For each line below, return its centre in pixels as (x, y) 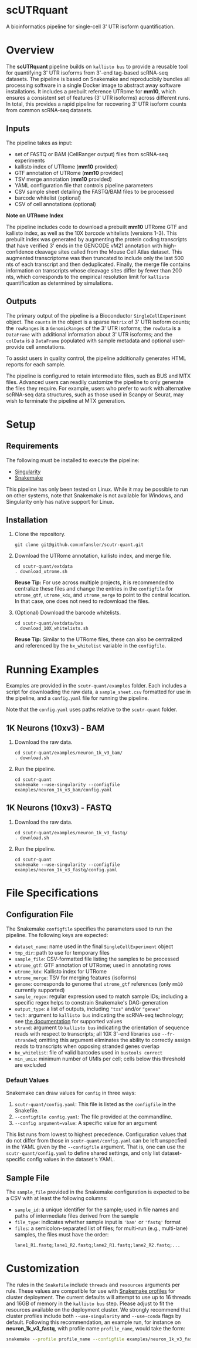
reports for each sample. (36, 364)
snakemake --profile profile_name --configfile (65, 1339)
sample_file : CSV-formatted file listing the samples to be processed (97, 959)
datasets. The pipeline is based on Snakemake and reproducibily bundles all (98, 79)
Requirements (32, 446)
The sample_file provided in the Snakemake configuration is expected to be (98, 1192)
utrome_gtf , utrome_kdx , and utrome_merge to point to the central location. (103, 595)
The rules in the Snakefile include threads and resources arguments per (93, 1285)
